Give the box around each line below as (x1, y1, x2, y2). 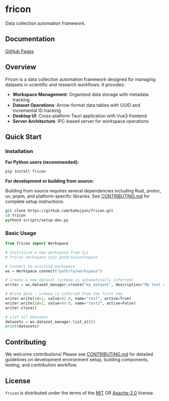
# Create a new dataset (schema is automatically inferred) (5, 278, 134, 283)
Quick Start (5, 132, 42, 141)
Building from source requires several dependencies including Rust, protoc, (5, 188, 162, 194)
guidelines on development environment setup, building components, (5, 357, 149, 363)
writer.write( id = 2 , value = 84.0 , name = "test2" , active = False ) (5, 301, 136, 306)
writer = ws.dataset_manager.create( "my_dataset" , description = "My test (5, 282, 161, 288)
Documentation (5, 35, 55, 43)
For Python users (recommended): (5, 159, 79, 165)
